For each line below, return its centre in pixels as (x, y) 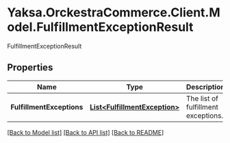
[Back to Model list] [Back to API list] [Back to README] (86, 132)
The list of (202, 99)
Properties (30, 67)
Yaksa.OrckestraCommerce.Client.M (114, 13)
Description (205, 87)
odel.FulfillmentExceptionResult (100, 27)
